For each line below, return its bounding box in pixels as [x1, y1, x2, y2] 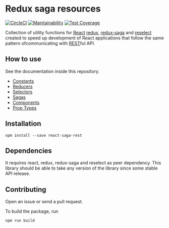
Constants [12, 78, 34, 84]
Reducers [12, 83, 33, 89]
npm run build [5, 218, 35, 223]
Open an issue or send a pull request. [5, 199, 83, 205]
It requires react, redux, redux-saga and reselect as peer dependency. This [5, 160, 161, 166]
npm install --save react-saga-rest [5, 133, 82, 138]
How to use [5, 55, 41, 64]
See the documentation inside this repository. [5, 68, 100, 74]
